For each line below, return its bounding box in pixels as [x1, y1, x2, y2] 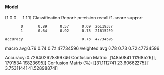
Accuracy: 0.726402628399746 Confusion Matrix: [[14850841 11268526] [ [5, 55, 156, 61]
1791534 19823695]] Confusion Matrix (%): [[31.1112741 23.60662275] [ [5, 60, 149, 66]
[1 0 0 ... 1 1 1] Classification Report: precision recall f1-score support [5, 15, 143, 20]
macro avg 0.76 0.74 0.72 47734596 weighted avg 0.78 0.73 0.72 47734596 [5, 45, 160, 51]
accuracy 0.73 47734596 [5, 37, 113, 42]
